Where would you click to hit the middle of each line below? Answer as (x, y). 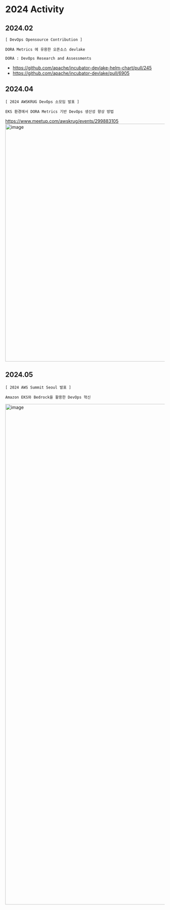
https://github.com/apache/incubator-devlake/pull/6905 (71, 73)
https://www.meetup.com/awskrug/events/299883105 (62, 121)
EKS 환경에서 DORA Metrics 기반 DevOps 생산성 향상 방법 (59, 112)
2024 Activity (35, 9)
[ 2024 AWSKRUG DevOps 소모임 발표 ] (42, 102)
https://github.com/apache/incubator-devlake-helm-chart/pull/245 (82, 68)
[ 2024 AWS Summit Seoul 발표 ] (38, 387)
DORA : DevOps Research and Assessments (49, 58)
